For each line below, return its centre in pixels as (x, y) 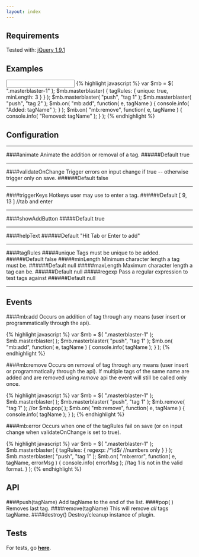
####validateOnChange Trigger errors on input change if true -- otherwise (97, 172)
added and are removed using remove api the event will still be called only (97, 377)
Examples (25, 69)
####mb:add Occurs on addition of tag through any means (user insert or (96, 316)
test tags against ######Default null (51, 278)
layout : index (24, 12)
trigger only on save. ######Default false (57, 178)
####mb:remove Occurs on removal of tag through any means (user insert (97, 365)
